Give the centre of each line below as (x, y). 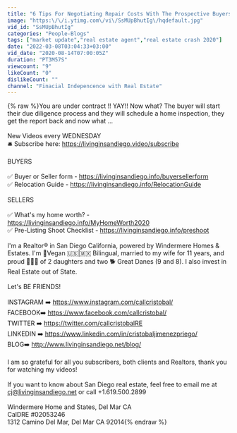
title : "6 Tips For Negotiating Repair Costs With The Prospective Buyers (120, 14)
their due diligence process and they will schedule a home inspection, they (116, 114)
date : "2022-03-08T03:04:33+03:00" (60, 47)
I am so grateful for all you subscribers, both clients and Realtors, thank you (117, 362)
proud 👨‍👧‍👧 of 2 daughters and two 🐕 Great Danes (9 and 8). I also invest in (117, 262)
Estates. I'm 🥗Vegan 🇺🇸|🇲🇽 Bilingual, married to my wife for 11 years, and (116, 253)
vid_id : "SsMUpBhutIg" (41, 27)
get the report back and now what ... (60, 121)
